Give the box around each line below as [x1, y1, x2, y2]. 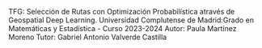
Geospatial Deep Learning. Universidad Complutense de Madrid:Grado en [8, 15, 255, 25]
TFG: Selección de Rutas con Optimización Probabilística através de [8, 7, 235, 16]
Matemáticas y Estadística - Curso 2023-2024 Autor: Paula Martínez [8, 24, 237, 33]
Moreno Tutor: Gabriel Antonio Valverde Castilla [8, 32, 167, 42]
